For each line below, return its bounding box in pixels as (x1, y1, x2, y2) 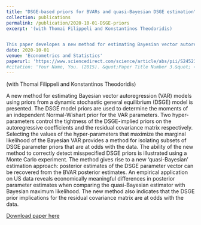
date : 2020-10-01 (6, 47, 50, 53)
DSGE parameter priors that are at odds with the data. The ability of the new (6, 143, 193, 150)
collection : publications (6, 14, 71, 20)
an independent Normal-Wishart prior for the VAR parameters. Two (6, 111, 172, 118)
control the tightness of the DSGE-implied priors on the (35, 118, 172, 125)
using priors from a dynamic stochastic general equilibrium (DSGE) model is (6, 98, 193, 106)
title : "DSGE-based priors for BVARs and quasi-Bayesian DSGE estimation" (6, 8, 197, 15)
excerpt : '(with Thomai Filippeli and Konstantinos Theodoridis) (6, 25, 172, 32)
